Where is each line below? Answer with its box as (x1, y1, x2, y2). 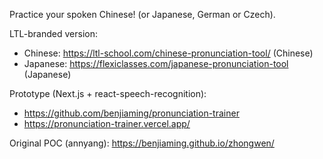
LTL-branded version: (9, 28, 98, 39)
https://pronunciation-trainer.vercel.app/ (23, 118, 191, 129)
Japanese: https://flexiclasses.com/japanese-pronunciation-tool (23, 58, 289, 69)
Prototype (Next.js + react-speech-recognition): (9, 88, 207, 99)
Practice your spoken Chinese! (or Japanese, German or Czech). (9, 9, 276, 20)
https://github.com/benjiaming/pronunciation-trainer (23, 107, 240, 119)
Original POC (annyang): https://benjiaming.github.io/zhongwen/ (9, 137, 275, 149)
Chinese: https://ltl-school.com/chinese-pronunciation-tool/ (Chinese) (23, 47, 314, 59)
